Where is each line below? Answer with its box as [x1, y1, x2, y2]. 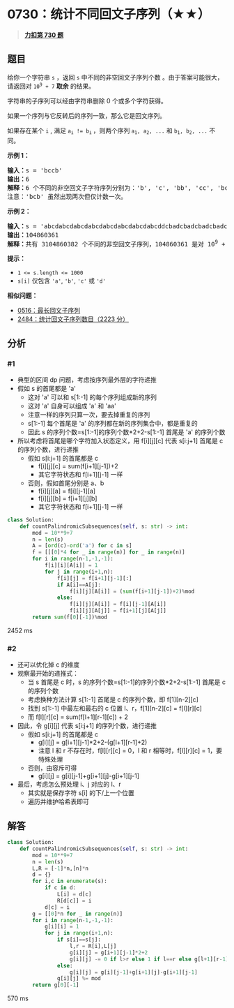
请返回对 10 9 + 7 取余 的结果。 [7, 82, 95, 90]
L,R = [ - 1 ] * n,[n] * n [32, 865, 89, 872]
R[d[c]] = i [56, 897, 92, 904]
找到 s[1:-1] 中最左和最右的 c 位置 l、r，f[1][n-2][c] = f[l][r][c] [27, 704, 202, 713]
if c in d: [44, 884, 77, 891]
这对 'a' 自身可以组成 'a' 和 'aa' [27, 401, 116, 410]
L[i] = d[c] [56, 891, 92, 898]
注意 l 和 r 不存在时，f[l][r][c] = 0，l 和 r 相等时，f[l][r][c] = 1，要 [38, 746, 223, 755]
